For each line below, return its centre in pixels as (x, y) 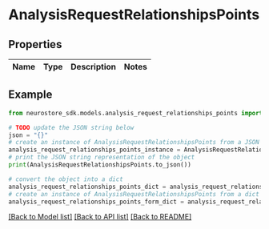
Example (30, 95)
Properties (35, 44)
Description (93, 67)
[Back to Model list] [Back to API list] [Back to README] (100, 217)
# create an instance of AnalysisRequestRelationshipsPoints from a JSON (134, 143)
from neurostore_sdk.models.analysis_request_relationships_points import (136, 113)
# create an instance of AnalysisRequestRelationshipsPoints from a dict (134, 194)
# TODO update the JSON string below (71, 127)
